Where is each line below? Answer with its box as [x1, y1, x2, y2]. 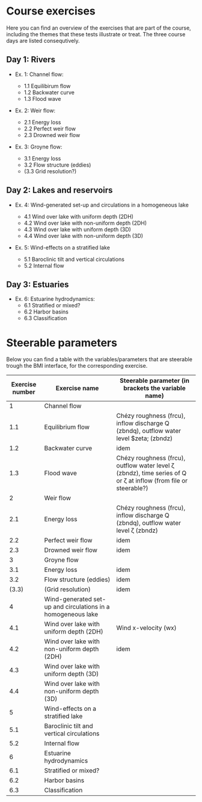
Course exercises [6, 4, 96, 18]
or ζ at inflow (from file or [116, 476, 188, 485]
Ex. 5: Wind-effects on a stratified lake [14, 243, 110, 251]
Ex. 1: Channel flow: [14, 71, 64, 78]
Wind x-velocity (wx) [116, 624, 177, 632]
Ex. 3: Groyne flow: [14, 143, 63, 150]
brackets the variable [123, 384, 186, 393]
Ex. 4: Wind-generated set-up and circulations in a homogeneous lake [14, 201, 189, 208]
